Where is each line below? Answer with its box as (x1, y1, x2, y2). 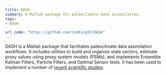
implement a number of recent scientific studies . (5, 65, 104, 71)
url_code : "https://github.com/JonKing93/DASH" (5, 30, 106, 35)
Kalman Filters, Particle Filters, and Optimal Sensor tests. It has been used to (5, 59, 162, 65)
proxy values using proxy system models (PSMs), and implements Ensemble (5, 54, 161, 60)
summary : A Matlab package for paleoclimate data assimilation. (5, 12, 141, 17)
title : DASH (5, 7, 30, 12)
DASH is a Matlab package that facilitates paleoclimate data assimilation (5, 43, 152, 49)
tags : (5, 16, 16, 21)
